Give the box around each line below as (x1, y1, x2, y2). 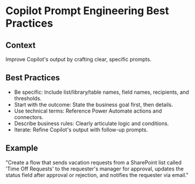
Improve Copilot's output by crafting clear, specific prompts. (5, 56, 151, 63)
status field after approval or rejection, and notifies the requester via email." (5, 171, 189, 178)
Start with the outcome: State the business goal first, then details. (14, 101, 173, 108)
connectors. (14, 113, 44, 120)
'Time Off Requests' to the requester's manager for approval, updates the (5, 165, 184, 172)
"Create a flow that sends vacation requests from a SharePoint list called (5, 159, 182, 166)
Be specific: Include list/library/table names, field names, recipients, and (14, 88, 189, 96)
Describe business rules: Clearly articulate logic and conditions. (14, 120, 169, 127)
